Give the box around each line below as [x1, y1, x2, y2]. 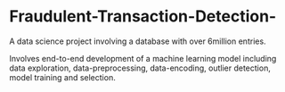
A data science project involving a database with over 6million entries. [9, 36, 266, 46]
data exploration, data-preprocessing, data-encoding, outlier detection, [9, 63, 272, 73]
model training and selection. [9, 71, 116, 82]
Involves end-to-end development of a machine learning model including [9, 53, 277, 63]
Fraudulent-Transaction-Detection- [9, 6, 277, 27]
